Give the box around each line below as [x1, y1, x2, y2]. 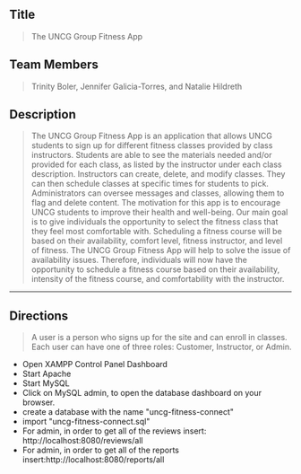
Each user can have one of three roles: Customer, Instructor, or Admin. [30, 341, 293, 353]
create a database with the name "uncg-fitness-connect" [21, 407, 235, 417]
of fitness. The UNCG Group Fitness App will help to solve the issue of [30, 245, 291, 256]
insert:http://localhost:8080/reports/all [21, 454, 165, 465]
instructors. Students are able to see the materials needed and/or [30, 150, 272, 161]
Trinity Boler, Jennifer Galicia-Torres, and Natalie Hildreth [30, 81, 243, 92]
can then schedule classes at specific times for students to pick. [30, 179, 269, 189]
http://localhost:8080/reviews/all [21, 435, 143, 446]
